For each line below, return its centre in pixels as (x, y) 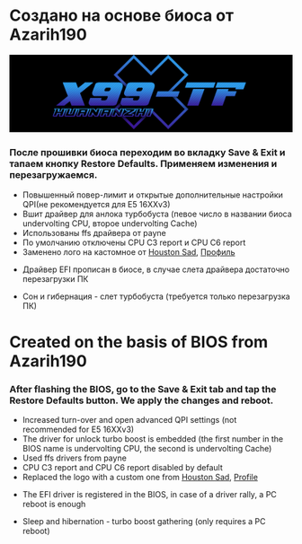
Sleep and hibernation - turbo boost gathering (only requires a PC (144, 522)
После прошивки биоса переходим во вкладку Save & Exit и (147, 153)
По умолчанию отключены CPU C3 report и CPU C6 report (134, 242)
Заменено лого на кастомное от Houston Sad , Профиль (129, 251)
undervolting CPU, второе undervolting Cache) (110, 223)
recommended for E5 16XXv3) (78, 430)
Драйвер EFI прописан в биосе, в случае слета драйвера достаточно (156, 269)
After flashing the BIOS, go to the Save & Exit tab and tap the (143, 389)
